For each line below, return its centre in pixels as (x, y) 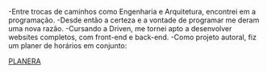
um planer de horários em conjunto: (68, 46)
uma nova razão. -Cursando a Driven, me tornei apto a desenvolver (120, 28)
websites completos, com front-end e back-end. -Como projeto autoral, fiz (132, 37)
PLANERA (25, 61)
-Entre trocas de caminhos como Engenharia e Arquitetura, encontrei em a (132, 12)
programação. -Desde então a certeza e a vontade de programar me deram (134, 20)
